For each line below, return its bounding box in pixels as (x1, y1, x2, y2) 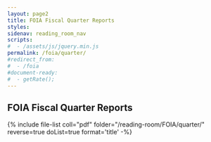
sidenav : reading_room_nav (7, 30, 87, 37)
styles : (7, 23, 30, 30)
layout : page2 (7, 10, 49, 18)
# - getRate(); (7, 75, 55, 83)
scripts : (7, 37, 33, 44)
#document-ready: (7, 69, 58, 76)
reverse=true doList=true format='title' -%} (7, 128, 132, 136)
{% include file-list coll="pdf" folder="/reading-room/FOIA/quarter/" (7, 120, 205, 129)
